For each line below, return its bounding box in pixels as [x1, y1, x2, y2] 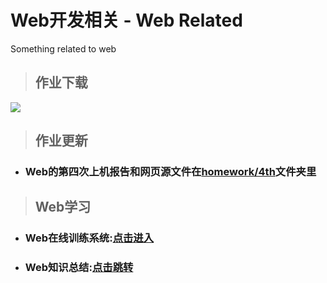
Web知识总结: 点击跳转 [24, 261, 134, 275]
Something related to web [10, 42, 117, 55]
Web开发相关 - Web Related [10, 9, 243, 32]
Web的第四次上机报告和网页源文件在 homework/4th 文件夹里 [24, 165, 317, 179]
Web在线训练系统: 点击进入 [24, 231, 155, 245]
